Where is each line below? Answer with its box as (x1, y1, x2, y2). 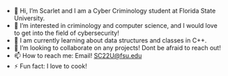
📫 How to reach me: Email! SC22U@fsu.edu (13, 52, 142, 59)
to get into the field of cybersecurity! (13, 29, 120, 37)
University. (13, 14, 45, 22)
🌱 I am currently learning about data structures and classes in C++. (13, 36, 207, 45)
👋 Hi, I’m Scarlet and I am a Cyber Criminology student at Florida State (13, 7, 216, 15)
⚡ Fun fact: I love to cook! (13, 62, 87, 70)
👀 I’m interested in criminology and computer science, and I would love (13, 22, 218, 29)
